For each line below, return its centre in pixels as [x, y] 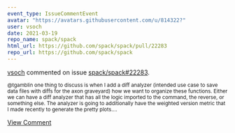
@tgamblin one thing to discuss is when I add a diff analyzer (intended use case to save [113, 85]
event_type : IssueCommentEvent [53, 14]
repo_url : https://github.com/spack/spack [70, 53]
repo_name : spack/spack [42, 40]
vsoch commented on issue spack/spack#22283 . [79, 72]
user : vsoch [24, 26]
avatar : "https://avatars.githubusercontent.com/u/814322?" [97, 20]
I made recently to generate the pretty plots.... [62, 109]
